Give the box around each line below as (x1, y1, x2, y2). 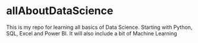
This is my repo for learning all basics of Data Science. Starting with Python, (6, 24, 193, 31)
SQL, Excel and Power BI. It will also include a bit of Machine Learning (6, 29, 177, 37)
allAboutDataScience (6, 4, 114, 18)
